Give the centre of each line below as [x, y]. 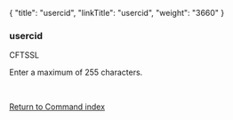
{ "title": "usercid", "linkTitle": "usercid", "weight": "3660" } [117, 13]
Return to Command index [57, 107]
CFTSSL [24, 55]
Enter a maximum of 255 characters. [76, 72]
